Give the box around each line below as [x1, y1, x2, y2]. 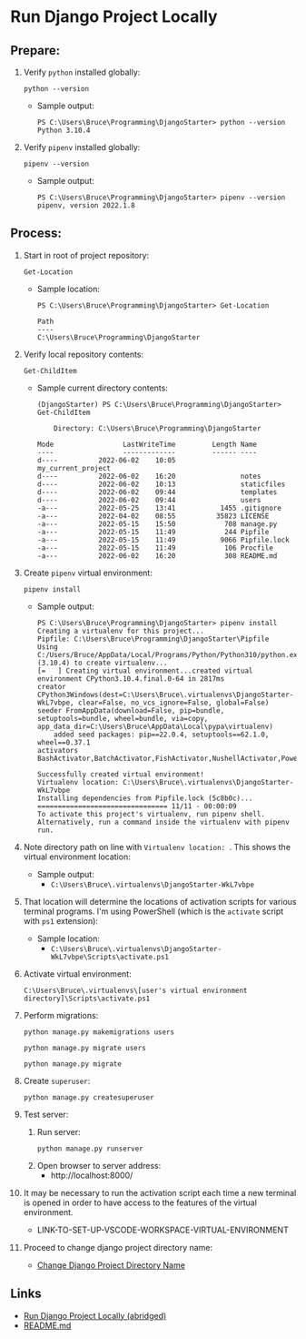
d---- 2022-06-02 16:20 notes [36, 472, 262, 481]
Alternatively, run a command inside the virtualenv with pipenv [36, 817, 290, 827]
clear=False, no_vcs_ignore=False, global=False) [77, 698, 270, 707]
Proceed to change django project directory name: [23, 1242, 212, 1253]
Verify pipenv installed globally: [23, 142, 141, 152]
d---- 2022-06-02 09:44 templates [36, 487, 278, 497]
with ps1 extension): [23, 915, 99, 926]
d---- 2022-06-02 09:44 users [36, 495, 262, 504]
